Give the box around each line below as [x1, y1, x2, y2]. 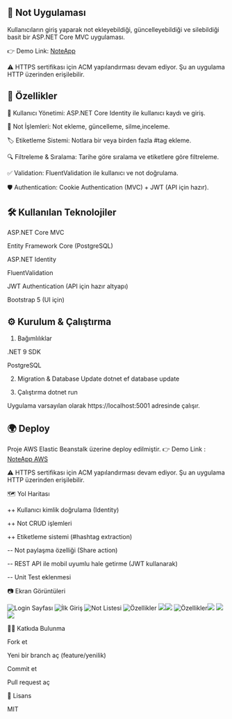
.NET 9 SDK [7, 348, 42, 356]
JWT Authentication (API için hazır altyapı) [7, 282, 129, 290]
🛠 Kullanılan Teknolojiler [7, 206, 117, 219]
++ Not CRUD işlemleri [7, 519, 72, 528]
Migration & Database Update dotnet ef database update [17, 374, 180, 383]
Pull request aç [7, 678, 50, 686]
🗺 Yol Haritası [7, 490, 50, 498]
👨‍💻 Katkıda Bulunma [7, 625, 66, 633]
